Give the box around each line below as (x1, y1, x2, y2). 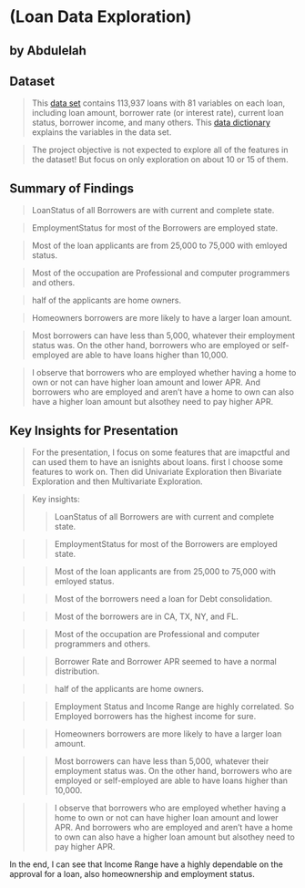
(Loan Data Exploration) (9, 6, 192, 27)
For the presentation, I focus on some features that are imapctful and (31, 447, 290, 458)
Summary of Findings (9, 181, 135, 196)
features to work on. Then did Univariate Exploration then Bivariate (31, 467, 282, 478)
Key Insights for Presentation (9, 422, 179, 439)
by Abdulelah (9, 43, 86, 58)
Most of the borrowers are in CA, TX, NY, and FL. (54, 611, 239, 622)
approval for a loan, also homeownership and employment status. (9, 869, 255, 880)
